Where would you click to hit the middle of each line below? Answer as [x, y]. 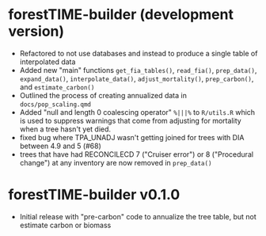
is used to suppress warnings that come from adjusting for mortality [130, 120]
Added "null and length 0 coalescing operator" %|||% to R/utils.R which [137, 112]
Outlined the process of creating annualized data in [103, 95]
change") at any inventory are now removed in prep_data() [116, 162]
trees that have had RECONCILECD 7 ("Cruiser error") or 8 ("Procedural [137, 154]
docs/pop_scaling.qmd [55, 105]
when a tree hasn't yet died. [65, 129]
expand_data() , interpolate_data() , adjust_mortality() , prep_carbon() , [137, 78]
